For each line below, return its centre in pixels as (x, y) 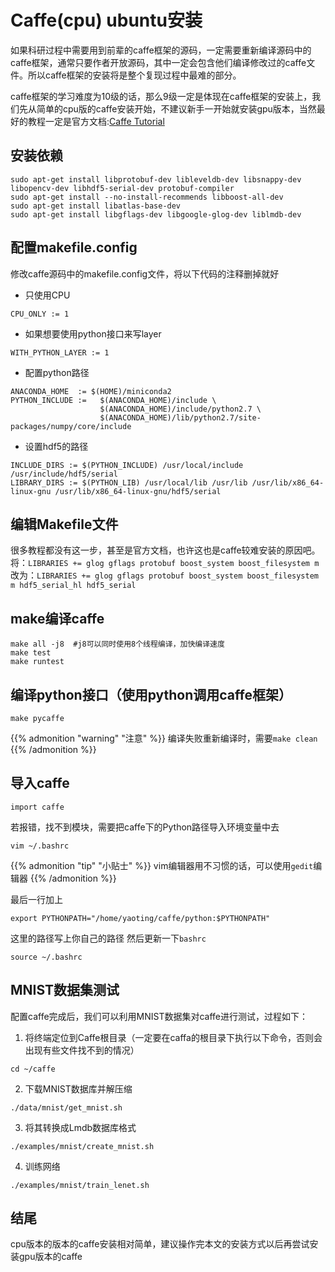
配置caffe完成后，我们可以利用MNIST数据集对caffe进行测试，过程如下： (159, 1016)
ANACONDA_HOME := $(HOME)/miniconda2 (91, 391)
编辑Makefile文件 (64, 524)
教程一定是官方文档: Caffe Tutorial (96, 121)
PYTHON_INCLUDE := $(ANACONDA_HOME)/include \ (113, 400)
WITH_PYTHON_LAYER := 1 (60, 352)
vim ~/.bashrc (40, 846)
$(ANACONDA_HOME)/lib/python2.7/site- (180, 417)
